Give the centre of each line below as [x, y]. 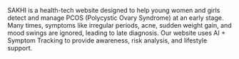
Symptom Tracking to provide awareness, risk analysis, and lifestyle [107, 41]
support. [20, 48]
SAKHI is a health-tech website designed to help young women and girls [114, 10]
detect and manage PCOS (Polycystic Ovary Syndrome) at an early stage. [116, 18]
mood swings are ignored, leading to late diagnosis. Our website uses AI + [117, 33]
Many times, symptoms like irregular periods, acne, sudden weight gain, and [119, 25]
